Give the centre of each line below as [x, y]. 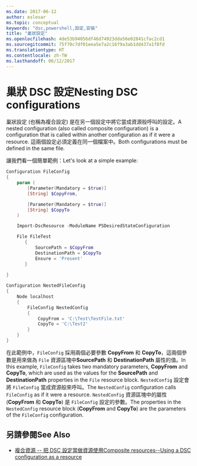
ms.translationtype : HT [35, 50]
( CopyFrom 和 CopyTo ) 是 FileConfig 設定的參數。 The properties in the [94, 402]
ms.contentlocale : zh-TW [37, 55]
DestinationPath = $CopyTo [68, 253]
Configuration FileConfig [38, 172]
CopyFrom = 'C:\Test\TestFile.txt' [81, 319]
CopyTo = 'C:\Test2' [63, 324]
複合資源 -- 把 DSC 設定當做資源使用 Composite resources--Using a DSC [103, 450]
